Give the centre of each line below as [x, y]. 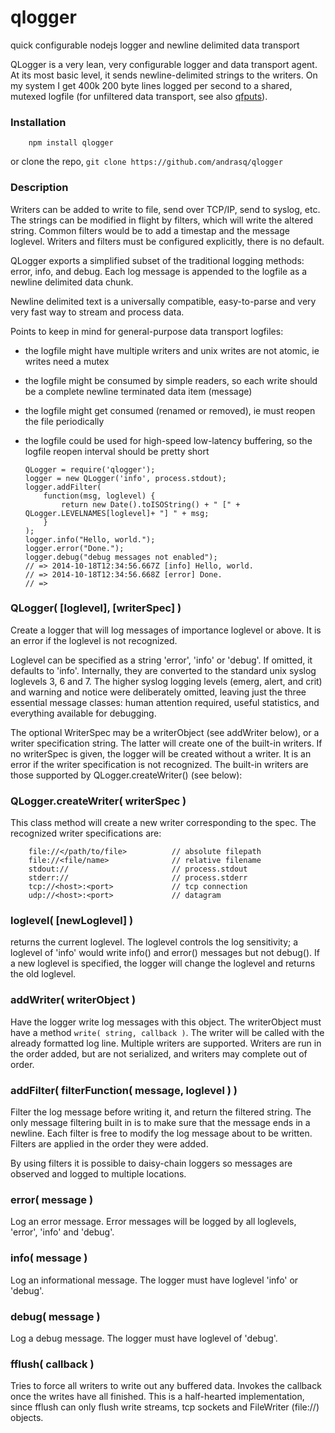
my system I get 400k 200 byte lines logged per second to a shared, [151, 85]
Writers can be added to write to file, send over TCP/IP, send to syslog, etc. [165, 209]
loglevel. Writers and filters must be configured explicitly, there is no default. [167, 241]
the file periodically [64, 421]
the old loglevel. [43, 974]
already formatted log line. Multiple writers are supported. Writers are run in [166, 1043]
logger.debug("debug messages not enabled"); [121, 557]
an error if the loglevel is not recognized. [94, 640]
